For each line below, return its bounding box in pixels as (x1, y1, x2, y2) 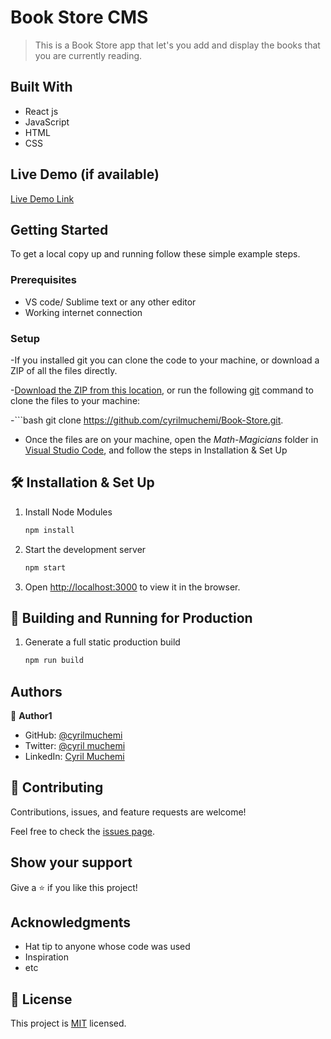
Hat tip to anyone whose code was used (24, 941, 191, 953)
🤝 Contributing (10, 779, 104, 796)
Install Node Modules (24, 506, 113, 518)
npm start (24, 562, 67, 573)
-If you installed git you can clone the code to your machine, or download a (10, 354, 320, 366)
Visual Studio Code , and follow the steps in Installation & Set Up (24, 444, 288, 456)
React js (24, 105, 59, 117)
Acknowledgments (10, 914, 132, 931)
